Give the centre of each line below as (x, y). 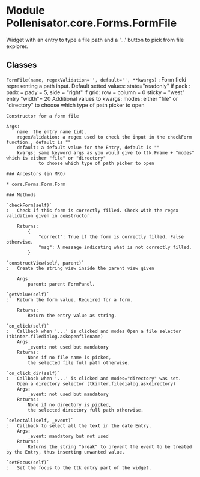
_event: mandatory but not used (68, 436)
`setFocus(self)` (28, 463)
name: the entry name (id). (52, 132)
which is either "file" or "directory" (56, 158)
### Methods (21, 195)
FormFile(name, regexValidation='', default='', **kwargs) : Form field (96, 79)
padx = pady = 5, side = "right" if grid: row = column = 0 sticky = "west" (95, 92)
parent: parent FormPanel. (62, 284)
